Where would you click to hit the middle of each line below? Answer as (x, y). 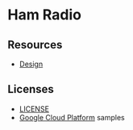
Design (31, 64)
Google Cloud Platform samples (72, 117)
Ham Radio (45, 15)
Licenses (31, 89)
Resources (35, 45)
